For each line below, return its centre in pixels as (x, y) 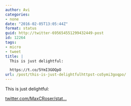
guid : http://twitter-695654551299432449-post (54, 33)
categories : (17, 14)
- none (12, 19)
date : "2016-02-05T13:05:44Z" (37, 24)
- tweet (13, 51)
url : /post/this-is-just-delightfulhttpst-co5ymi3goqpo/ (66, 75)
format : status (21, 28)
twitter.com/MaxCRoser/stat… (36, 98)
